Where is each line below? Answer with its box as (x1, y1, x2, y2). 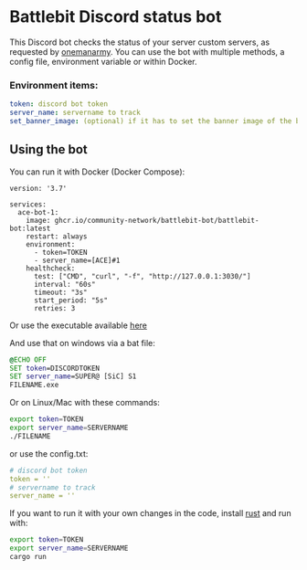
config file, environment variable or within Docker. (9, 56, 198, 67)
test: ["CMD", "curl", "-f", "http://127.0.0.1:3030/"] (33, 271, 251, 280)
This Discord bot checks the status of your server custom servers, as (9, 37, 270, 47)
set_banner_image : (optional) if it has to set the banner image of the (9, 116, 292, 125)
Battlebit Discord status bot (9, 6, 222, 27)
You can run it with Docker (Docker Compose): (9, 166, 185, 177)
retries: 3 (33, 303, 76, 312)
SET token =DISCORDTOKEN (9, 364, 101, 373)
